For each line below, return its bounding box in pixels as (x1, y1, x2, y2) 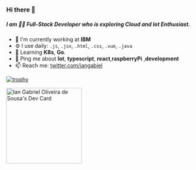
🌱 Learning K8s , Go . (14, 48, 66, 56)
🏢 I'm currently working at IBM (14, 36, 91, 43)
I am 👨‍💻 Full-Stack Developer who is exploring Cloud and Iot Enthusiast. (6, 21, 191, 28)
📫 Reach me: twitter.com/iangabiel (14, 62, 103, 69)
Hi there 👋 (6, 5, 36, 14)
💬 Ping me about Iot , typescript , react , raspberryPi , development (14, 54, 179, 62)
